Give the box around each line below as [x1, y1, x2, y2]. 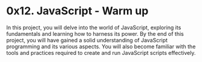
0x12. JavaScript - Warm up [6, 4, 149, 18]
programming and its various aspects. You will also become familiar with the [6, 43, 196, 50]
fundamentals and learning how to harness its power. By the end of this [6, 30, 184, 37]
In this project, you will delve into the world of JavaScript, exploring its [6, 24, 181, 31]
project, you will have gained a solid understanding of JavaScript [6, 36, 168, 44]
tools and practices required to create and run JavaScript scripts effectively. [6, 49, 196, 56]
